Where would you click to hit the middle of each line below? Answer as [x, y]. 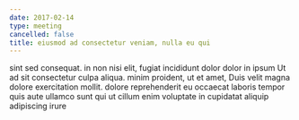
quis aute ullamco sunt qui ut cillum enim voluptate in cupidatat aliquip [139, 97]
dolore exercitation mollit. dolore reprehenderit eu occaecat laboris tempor [147, 87]
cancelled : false [42, 34]
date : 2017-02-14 [42, 17]
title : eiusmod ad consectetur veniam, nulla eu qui [110, 43]
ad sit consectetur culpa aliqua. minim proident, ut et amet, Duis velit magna [149, 78]
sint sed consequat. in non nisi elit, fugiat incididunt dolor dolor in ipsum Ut [148, 68]
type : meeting [36, 26]
